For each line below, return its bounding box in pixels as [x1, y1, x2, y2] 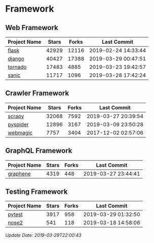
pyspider [8, 120, 29, 128]
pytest [8, 211, 23, 218]
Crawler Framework [5, 89, 69, 98]
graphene [8, 170, 31, 177]
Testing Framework [5, 188, 68, 196]
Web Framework [5, 23, 58, 32]
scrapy [8, 112, 24, 119]
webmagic [8, 129, 33, 136]
